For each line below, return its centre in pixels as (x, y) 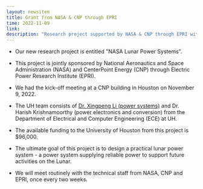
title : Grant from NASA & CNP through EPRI (62, 18)
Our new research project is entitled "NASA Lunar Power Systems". (98, 51)
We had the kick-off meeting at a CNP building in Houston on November (105, 88)
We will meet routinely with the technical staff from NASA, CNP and (99, 173)
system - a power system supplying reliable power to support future (100, 155)
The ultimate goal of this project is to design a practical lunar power (99, 149)
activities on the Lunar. (43, 161)
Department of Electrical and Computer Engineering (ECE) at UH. (96, 119)
